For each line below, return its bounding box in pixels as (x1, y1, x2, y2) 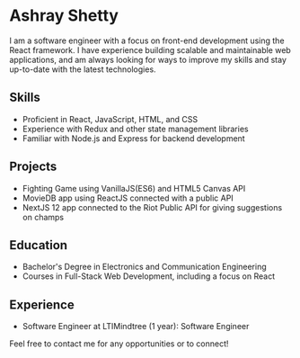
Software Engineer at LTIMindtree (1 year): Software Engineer (22, 321, 250, 332)
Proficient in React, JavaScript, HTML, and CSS (22, 113, 199, 124)
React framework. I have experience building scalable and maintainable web (9, 44, 292, 55)
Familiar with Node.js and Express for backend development (22, 132, 245, 144)
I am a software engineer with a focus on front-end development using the (9, 35, 285, 46)
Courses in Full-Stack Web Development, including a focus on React (22, 271, 276, 282)
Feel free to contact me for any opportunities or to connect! (9, 338, 229, 349)
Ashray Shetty (9, 5, 119, 26)
